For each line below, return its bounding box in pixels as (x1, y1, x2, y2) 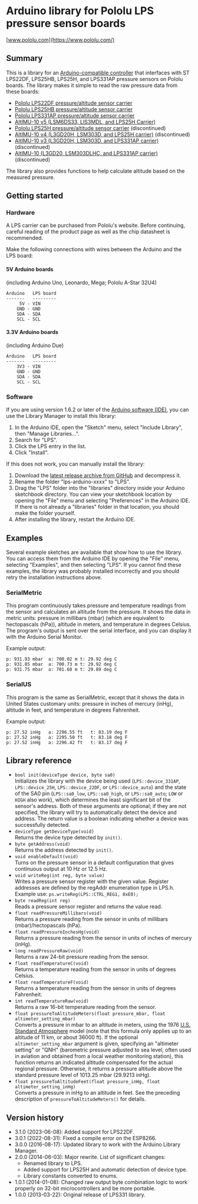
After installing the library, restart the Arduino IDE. (14, 516, 136, 523)
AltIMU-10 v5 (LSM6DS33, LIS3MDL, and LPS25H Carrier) (14, 118, 156, 125)
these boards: (6, 87, 40, 95)
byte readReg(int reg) (14, 898, 71, 904)
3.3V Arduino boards (6, 329, 59, 336)
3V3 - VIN (16, 364, 41, 369)
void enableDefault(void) (14, 854, 78, 860)
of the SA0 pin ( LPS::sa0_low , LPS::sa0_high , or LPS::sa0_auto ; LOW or (14, 790, 183, 797)
